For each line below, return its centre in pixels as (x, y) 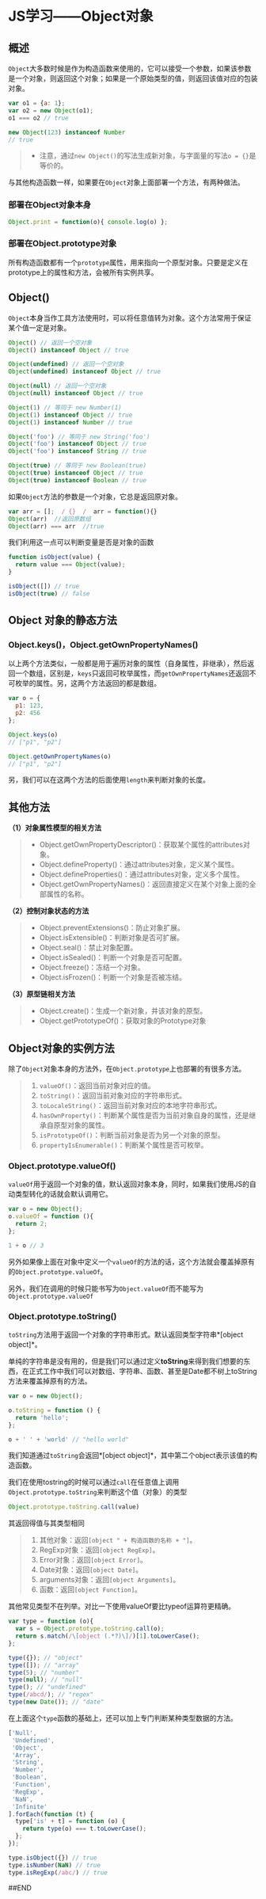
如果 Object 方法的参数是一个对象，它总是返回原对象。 (95, 497)
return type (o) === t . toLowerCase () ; (85, 1829)
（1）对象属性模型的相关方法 (55, 828)
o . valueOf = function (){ (51, 1216)
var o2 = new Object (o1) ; (51, 110)
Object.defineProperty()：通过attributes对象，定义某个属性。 (139, 865)
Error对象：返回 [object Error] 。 (93, 1560)
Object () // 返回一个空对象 (50, 343)
